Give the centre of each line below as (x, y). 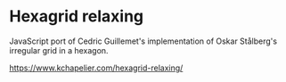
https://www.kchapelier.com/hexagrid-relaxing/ (96, 68)
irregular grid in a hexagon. (59, 50)
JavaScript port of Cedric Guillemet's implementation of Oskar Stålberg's (143, 41)
